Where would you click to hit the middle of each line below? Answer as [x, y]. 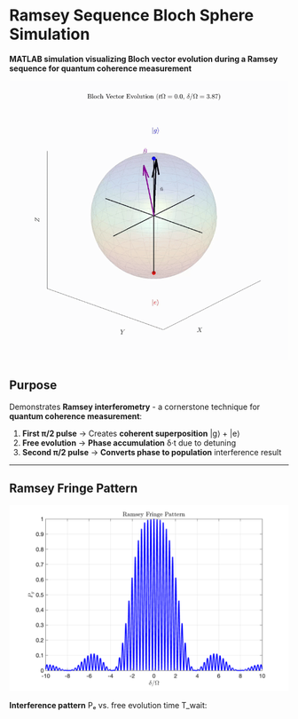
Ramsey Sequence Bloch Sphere [132, 16]
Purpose [33, 386]
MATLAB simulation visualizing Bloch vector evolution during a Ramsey [144, 59]
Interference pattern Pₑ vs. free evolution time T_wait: [108, 706]
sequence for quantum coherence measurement [101, 68]
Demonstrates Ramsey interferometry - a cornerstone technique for [135, 407]
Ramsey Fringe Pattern [74, 489]
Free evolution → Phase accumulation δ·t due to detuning [129, 442]
